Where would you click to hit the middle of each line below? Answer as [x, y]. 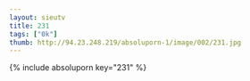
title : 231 [29, 26]
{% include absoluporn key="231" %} [78, 68]
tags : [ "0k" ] [33, 34]
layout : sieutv [37, 17]
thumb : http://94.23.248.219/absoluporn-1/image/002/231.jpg [125, 42]
